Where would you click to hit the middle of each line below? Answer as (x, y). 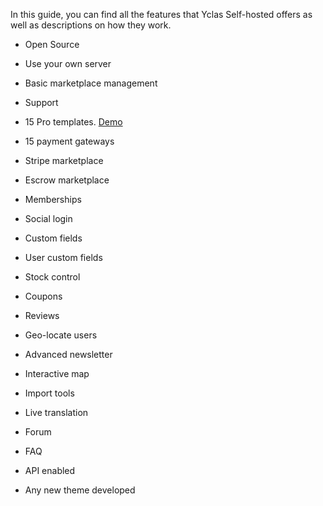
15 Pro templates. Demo (73, 122)
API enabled (50, 470)
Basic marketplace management (91, 83)
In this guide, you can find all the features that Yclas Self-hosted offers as (161, 14)
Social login (48, 218)
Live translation (56, 412)
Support (41, 102)
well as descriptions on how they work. (91, 25)
